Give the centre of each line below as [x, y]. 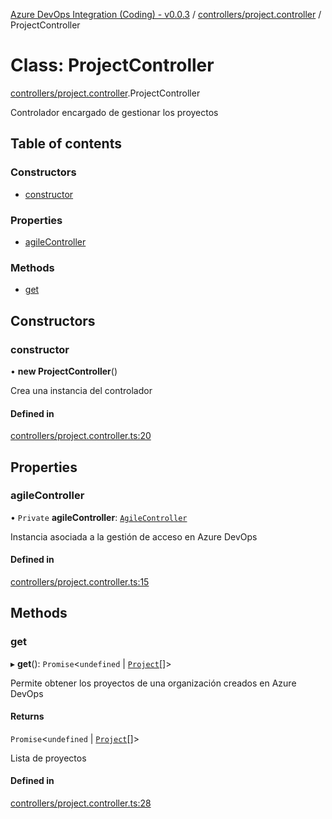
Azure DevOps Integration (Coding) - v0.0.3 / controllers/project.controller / [166, 14]
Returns [27, 716]
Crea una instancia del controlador [81, 390]
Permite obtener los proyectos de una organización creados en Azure [153, 683]
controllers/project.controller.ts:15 [80, 582]
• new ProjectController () [64, 371]
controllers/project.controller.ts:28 [81, 803]
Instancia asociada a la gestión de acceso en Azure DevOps [134, 536]
